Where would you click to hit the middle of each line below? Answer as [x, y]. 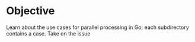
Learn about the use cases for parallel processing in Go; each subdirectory [98, 27]
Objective [31, 11]
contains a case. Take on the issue [48, 33]
